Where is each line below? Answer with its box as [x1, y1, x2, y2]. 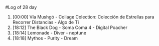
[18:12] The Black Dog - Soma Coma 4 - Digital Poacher [12, 24, 128, 30]
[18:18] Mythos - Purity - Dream [12, 35, 78, 41]
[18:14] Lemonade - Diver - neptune [12, 30, 87, 35]
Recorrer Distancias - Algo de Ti [12, 19, 79, 25]
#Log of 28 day [5, 4, 37, 10]
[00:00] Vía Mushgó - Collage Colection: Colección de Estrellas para [12, 14, 154, 19]
